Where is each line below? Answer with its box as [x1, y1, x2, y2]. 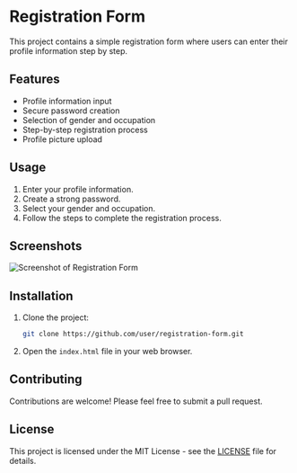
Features [9, 72, 60, 87]
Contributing [9, 371, 83, 388]
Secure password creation [22, 105, 120, 116]
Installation [9, 288, 74, 303]
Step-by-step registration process [22, 124, 148, 135]
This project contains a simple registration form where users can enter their [9, 36, 289, 47]
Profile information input [22, 95, 112, 106]
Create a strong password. [22, 193, 121, 204]
